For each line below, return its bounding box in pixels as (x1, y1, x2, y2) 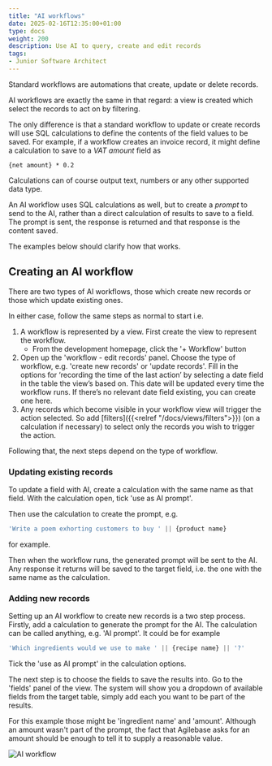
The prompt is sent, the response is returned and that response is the (8, 217, 241, 227)
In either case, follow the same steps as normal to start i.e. (8, 310, 205, 321)
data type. (8, 184, 43, 193)
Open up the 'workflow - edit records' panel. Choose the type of (19, 353, 236, 362)
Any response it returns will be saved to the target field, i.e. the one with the (8, 564, 262, 573)
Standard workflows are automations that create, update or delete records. (8, 79, 258, 89)
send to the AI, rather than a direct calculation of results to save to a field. (8, 208, 254, 218)
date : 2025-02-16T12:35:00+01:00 (8, 19, 122, 28)
